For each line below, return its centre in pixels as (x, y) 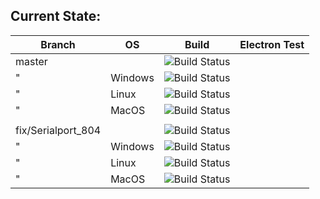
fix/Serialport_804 (58, 130)
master (31, 61)
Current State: (56, 16)
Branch (58, 44)
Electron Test (272, 44)
